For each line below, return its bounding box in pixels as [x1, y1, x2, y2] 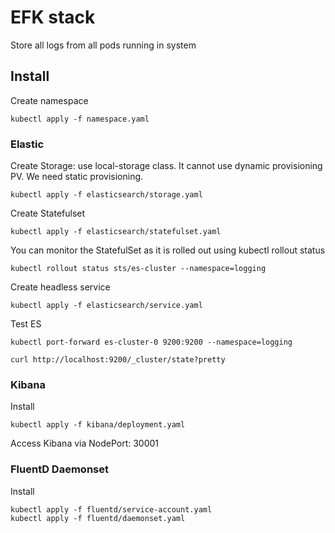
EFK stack [10, 6, 96, 29]
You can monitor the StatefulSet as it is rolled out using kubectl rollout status [10, 244, 326, 256]
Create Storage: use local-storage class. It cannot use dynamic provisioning [10, 160, 323, 172]
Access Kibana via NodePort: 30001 [10, 437, 160, 450]
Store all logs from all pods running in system [10, 39, 197, 51]
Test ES [10, 318, 42, 330]
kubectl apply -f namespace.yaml [10, 114, 150, 124]
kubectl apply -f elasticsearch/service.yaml [10, 301, 203, 311]
